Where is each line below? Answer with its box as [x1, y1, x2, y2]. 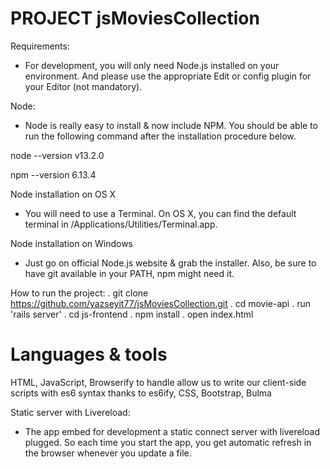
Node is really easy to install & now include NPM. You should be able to [24, 119, 318, 131]
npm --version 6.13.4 [10, 168, 97, 181]
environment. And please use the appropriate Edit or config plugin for [24, 70, 312, 82]
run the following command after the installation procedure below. [24, 130, 297, 142]
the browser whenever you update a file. [24, 447, 192, 459]
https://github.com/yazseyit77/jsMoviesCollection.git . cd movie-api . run [10, 297, 311, 309]
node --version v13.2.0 [10, 149, 105, 161]
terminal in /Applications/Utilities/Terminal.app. [24, 218, 218, 230]
